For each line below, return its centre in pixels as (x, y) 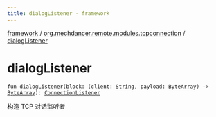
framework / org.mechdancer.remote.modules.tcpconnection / (96, 33)
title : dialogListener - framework (58, 13)
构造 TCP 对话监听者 (36, 106)
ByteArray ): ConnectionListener (54, 93)
